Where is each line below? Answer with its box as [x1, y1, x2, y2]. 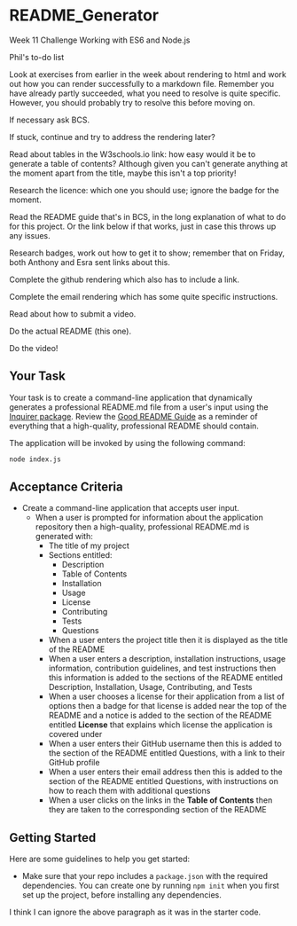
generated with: [35, 531, 93, 542]
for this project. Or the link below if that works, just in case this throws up [9, 221, 277, 231]
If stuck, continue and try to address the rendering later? [9, 131, 215, 142]
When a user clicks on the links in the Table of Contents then [48, 795, 273, 805]
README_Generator [9, 5, 160, 26]
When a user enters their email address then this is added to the [48, 766, 283, 777]
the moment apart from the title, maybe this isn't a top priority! [9, 168, 237, 178]
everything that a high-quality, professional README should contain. [9, 420, 260, 431]
